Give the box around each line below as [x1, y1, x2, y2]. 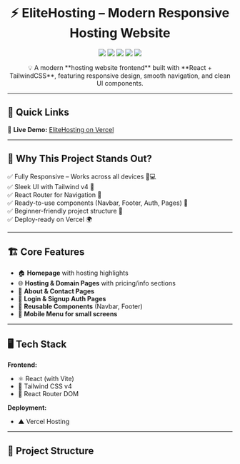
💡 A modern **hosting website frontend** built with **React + [28, 63, 212, 71]
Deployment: [7, 403, 47, 412]
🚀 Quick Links [7, 106, 69, 118]
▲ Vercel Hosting [17, 418, 70, 426]
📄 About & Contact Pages [17, 287, 95, 296]
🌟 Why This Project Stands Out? [7, 153, 152, 165]
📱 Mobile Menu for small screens [17, 310, 118, 318]
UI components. [96, 79, 144, 87]
